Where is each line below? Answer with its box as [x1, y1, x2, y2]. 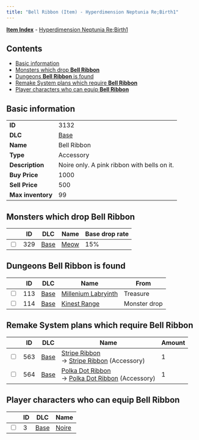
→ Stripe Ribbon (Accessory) [61, 356, 145, 365]
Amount [161, 338, 186, 347]
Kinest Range [61, 299, 99, 308]
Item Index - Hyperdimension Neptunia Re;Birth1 [6, 26, 128, 33]
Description [9, 161, 45, 169]
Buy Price [9, 171, 38, 180]
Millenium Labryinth [61, 289, 118, 298]
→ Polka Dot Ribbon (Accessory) [61, 374, 156, 382]
